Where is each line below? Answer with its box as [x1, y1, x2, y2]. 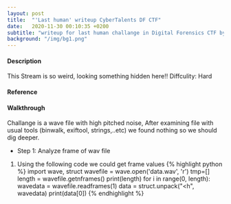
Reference [7, 87, 38, 96]
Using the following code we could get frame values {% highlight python [16, 160, 223, 168]
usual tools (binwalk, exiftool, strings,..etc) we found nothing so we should [7, 126, 218, 135]
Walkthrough [7, 104, 45, 112]
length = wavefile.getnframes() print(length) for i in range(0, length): [16, 174, 211, 183]
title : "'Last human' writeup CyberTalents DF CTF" [7, 16, 162, 23]
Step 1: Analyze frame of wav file [16, 147, 111, 155]
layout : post [7, 10, 45, 17]
